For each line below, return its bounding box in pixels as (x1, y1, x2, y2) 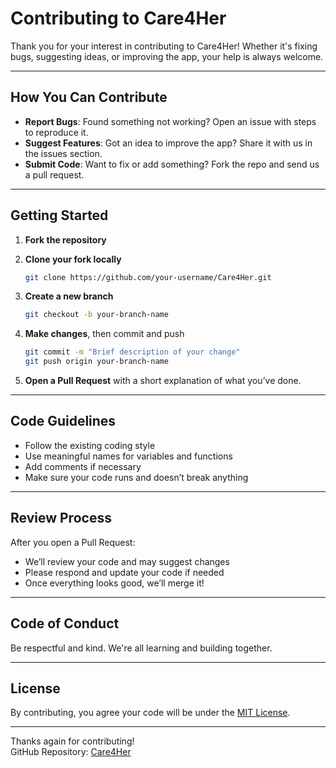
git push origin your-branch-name (24, 357, 169, 367)
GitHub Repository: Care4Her (10, 746, 132, 758)
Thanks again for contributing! (10, 735, 135, 747)
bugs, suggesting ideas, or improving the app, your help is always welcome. (10, 50, 324, 62)
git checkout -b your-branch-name (24, 310, 169, 320)
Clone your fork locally (24, 253, 122, 265)
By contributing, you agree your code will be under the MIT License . (10, 707, 291, 719)
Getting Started (10, 207, 109, 224)
